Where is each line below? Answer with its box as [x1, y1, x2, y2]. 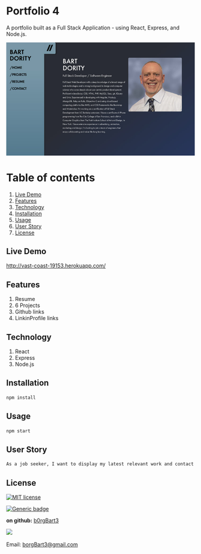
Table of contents [6, 171, 96, 184]
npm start [6, 427, 31, 434]
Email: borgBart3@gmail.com [6, 541, 78, 548]
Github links [14, 308, 45, 315]
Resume [14, 296, 35, 303]
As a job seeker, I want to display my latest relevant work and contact [6, 461, 194, 467]
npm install [6, 395, 36, 401]
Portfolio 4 [6, 4, 60, 18]
